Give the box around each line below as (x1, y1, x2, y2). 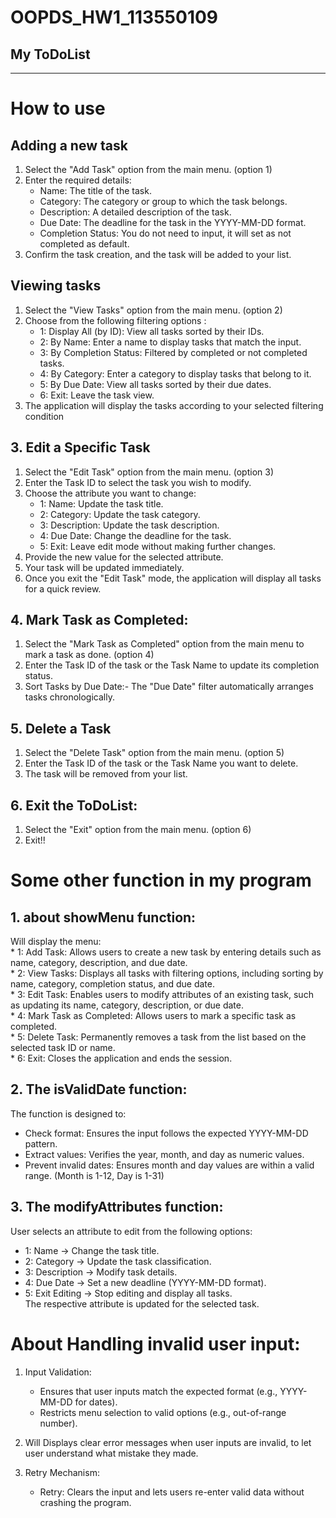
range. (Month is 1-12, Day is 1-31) (24, 1169, 165, 1181)
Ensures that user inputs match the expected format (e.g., (39, 1385, 278, 1397)
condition (24, 410, 65, 422)
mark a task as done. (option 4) (24, 649, 155, 661)
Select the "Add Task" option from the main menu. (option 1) (24, 164, 273, 175)
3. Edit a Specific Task (10, 439, 151, 456)
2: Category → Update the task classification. (24, 1255, 212, 1267)
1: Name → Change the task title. (24, 1244, 160, 1256)
